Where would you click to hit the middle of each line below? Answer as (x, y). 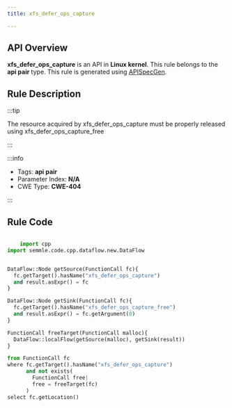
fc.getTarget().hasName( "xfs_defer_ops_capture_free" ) (95, 308)
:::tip (14, 111)
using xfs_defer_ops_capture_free (56, 131)
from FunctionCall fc (39, 359)
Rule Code (30, 222)
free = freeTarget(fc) (65, 384)
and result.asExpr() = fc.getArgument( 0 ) (75, 314)
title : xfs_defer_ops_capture (51, 14)
